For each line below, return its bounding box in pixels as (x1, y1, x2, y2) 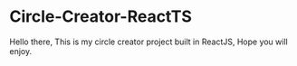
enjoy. (9, 45, 33, 56)
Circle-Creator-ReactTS (9, 6, 193, 27)
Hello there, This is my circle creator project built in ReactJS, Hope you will (9, 36, 288, 47)
